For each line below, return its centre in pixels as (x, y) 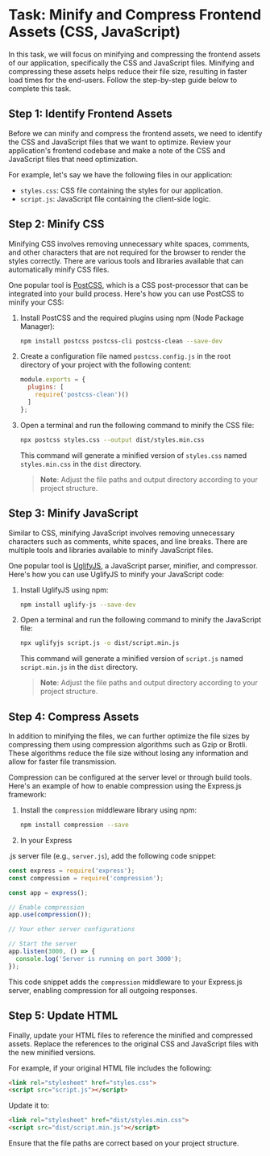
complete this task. (40, 88)
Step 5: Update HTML (63, 1016)
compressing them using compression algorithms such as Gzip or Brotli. (128, 745)
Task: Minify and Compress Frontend (135, 15)
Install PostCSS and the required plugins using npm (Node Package (132, 318)
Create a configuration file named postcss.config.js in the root (125, 356)
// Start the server (43, 944)
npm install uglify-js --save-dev (78, 605)
